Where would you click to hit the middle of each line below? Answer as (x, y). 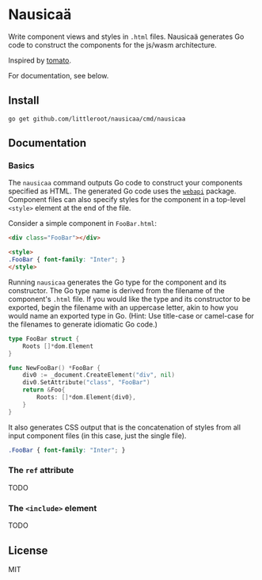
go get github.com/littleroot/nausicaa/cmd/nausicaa (97, 119)
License (28, 550)
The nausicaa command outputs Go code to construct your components (125, 183)
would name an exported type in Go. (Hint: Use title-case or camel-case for (131, 315)
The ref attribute (41, 471)
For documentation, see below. (59, 75)
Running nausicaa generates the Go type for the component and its (118, 282)
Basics (21, 166)
